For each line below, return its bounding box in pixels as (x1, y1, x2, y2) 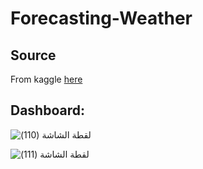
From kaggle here (10, 73, 83, 85)
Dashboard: (10, 102, 85, 119)
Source (10, 47, 57, 64)
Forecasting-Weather (10, 7, 193, 30)
